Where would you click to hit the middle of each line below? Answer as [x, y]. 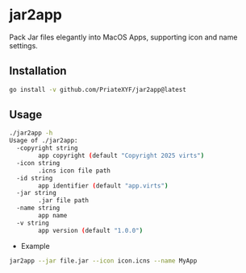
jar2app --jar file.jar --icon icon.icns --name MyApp [103, 261]
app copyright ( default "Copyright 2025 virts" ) [121, 156]
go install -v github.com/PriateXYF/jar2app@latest [98, 89]
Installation [38, 71]
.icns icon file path [75, 171]
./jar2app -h [31, 133]
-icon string [38, 163]
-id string [35, 178]
